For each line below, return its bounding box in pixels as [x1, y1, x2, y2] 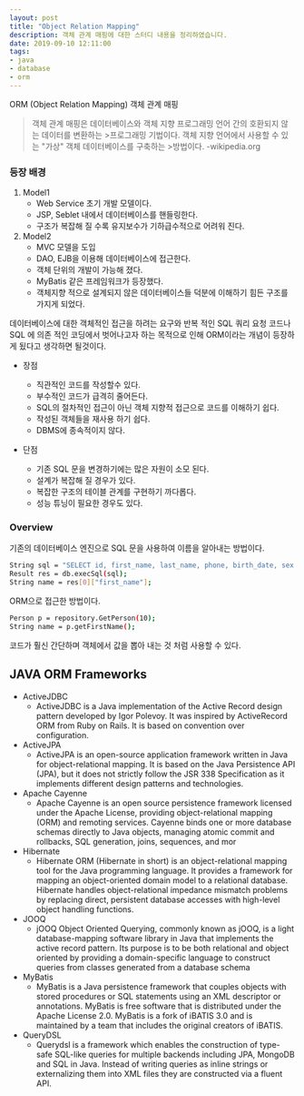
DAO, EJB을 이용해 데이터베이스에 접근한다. [35, 253, 191, 264]
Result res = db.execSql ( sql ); [9, 570, 128, 579]
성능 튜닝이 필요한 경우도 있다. [35, 498, 143, 509]
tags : [9, 47, 30, 56]
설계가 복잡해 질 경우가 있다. [35, 475, 136, 486]
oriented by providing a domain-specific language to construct [35, 952, 270, 963]
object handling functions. [35, 903, 134, 915]
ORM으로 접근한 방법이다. [9, 595, 102, 606]
